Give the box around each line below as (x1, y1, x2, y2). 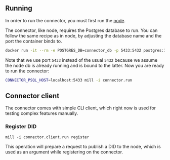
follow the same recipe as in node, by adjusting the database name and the (5, 32, 162, 38)
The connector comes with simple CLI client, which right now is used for (5, 105, 156, 111)
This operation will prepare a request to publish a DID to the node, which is (5, 143, 161, 149)
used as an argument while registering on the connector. (5, 149, 123, 155)
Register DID (5, 123, 37, 130)
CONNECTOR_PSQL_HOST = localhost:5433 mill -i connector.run (5, 77, 133, 83)
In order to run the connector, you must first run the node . (5, 17, 125, 23)
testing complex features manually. (5, 110, 78, 116)
